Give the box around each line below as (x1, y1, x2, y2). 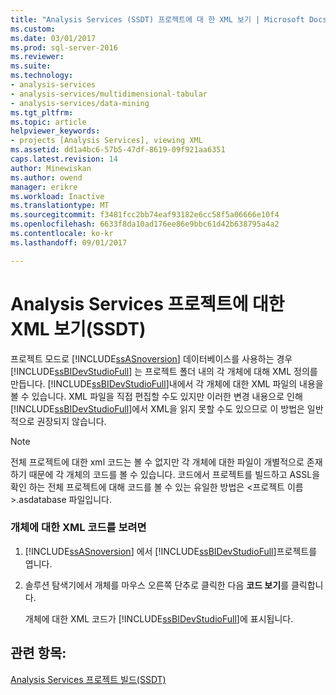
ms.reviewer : (10, 52, 65, 62)
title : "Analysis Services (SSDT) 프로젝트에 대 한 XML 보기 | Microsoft (10, 14, 305, 25)
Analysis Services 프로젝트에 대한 (10, 292, 285, 315)
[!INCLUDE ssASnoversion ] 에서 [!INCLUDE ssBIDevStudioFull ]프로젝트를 (24, 545, 318, 557)
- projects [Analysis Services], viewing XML (10, 136, 203, 146)
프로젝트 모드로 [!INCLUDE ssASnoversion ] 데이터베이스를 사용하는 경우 (10, 352, 293, 365)
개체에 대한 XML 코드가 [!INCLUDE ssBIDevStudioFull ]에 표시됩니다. (24, 612, 294, 625)
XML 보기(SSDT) (10, 317, 147, 340)
